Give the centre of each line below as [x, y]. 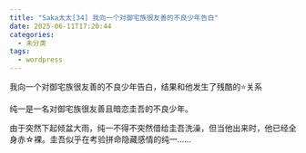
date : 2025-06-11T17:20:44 [61, 26]
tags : [20, 52]
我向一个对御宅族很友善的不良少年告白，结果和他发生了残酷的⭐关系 [136, 86]
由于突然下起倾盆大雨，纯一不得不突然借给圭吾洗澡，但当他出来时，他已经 [149, 128]
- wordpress [41, 60]
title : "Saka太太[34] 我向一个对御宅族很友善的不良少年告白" [114, 18]
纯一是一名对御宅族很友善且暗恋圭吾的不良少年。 [101, 109]
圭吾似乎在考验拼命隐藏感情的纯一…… [120, 139]
